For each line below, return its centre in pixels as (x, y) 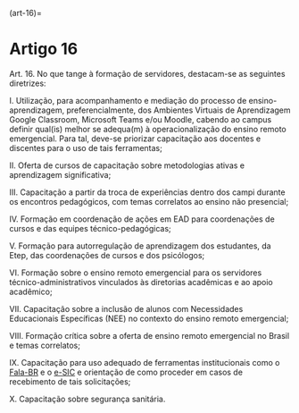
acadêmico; (31, 291)
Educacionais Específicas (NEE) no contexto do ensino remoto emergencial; (149, 318)
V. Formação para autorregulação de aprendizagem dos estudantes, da (140, 246)
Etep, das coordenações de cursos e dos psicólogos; (107, 255)
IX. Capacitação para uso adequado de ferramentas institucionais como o (145, 362)
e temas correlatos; (45, 345)
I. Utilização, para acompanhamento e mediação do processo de (128, 100)
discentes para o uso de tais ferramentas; (86, 147)
